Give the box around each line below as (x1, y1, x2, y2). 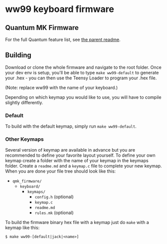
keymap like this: (5, 225, 40, 231)
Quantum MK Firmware (5, 23, 79, 32)
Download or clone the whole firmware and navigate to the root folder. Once (5, 64, 162, 70)
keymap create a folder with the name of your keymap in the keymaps (5, 158, 149, 164)
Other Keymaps (5, 136, 44, 143)
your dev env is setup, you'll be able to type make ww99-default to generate (5, 69, 159, 75)
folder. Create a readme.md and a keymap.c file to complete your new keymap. (5, 163, 162, 169)
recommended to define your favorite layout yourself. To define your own (5, 152, 156, 158)
